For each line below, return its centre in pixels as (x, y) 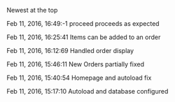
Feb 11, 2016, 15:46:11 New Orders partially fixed (76, 64)
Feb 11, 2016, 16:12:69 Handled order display (70, 51)
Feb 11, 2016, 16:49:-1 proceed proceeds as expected (83, 23)
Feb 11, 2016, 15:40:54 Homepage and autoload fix (79, 78)
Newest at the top (32, 10)
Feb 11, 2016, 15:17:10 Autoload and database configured (87, 91)
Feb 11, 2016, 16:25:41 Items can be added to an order (84, 37)
